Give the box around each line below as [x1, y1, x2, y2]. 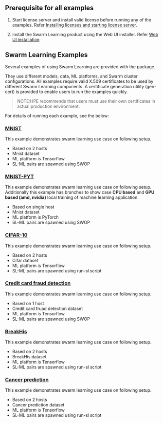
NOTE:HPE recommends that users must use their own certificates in [17, 98, 156, 104]
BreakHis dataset [12, 354, 47, 360]
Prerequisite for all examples [5, 4, 94, 12]
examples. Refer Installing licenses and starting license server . [12, 22, 137, 28]
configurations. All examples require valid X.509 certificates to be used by [5, 78, 154, 84]
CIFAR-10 [5, 231, 28, 238]
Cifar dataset [12, 257, 38, 263]
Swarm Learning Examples [5, 51, 88, 59]
